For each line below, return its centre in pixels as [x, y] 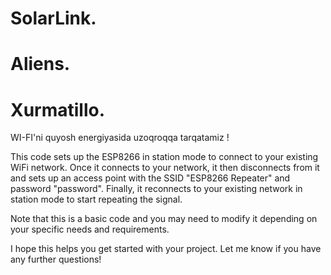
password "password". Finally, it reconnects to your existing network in [156, 189]
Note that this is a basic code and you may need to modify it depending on [164, 219]
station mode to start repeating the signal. [96, 199]
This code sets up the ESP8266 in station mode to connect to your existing [164, 157]
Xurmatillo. [58, 109]
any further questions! [56, 259]
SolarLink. [53, 18]
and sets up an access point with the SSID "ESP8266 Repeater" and [150, 178]
